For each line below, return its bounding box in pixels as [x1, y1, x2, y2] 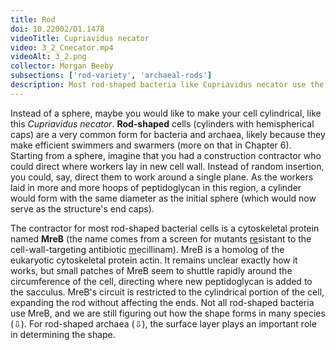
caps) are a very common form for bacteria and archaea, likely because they [10, 128, 326, 140]
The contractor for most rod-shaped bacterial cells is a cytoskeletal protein [10, 222, 320, 234]
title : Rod [10, 14, 56, 25]
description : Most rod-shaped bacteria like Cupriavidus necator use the [10, 80, 325, 90]
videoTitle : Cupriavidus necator [10, 33, 150, 43]
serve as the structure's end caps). [10, 202, 155, 215]
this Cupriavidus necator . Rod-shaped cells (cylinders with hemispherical [10, 117, 315, 130]
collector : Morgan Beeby [10, 61, 114, 71]
